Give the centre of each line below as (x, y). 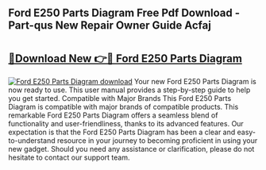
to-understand (32, 141)
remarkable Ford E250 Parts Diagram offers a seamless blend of (113, 115)
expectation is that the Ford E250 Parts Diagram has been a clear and (122, 132)
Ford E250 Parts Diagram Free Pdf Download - (124, 13)
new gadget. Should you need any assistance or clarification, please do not (131, 149)
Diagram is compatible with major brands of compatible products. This (123, 107)
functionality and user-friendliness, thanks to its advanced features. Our (126, 124)
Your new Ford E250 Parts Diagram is (195, 81)
